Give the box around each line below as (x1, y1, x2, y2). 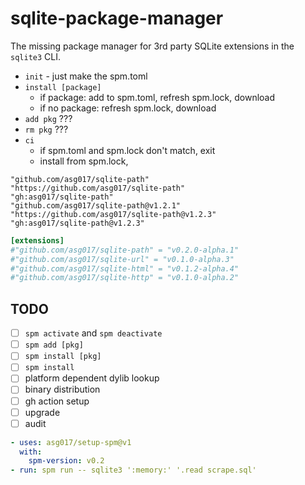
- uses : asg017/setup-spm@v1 (10, 437, 132, 447)
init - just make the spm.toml (24, 70, 148, 82)
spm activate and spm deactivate (24, 327, 163, 339)
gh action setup (24, 395, 90, 407)
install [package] (24, 82, 102, 92)
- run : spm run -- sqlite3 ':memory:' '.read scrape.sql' (10, 465, 257, 476)
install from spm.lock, (39, 155, 129, 167)
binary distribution (24, 383, 101, 396)
